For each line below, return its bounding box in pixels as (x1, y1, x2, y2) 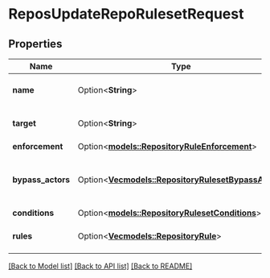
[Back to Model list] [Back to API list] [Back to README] (8, 261, 193, 271)
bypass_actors (12, 174, 71, 185)
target (12, 118, 36, 129)
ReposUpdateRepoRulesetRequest (8, 5, 244, 23)
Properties (8, 37, 63, 51)
